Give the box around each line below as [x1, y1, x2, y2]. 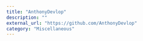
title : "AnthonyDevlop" [6, 8, 67, 15]
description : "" [6, 14, 47, 20]
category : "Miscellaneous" [6, 25, 75, 32]
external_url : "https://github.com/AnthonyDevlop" [6, 20, 138, 26]
